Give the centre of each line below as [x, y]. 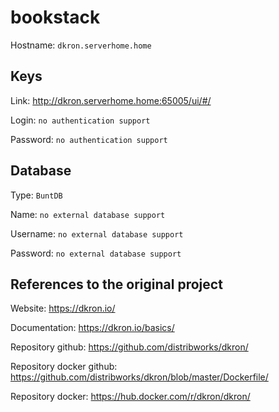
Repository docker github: [64, 367]
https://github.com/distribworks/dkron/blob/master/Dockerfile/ [139, 377]
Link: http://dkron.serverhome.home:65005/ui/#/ [111, 100]
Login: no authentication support [80, 120]
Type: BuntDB [36, 195]
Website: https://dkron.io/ [63, 308]
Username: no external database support [97, 233]
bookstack [55, 17]
